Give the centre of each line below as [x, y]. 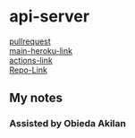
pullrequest [30, 41]
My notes [36, 98]
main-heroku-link [41, 50]
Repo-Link [28, 70]
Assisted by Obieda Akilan [68, 124]
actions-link [31, 60]
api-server [50, 17]
